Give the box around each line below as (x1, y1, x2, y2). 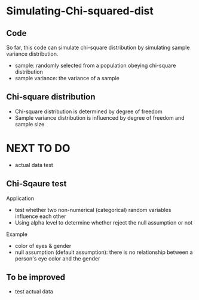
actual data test (14, 161, 54, 168)
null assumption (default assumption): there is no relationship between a (14, 249, 193, 256)
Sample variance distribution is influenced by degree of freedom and (14, 114, 185, 121)
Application (6, 195, 35, 202)
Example (6, 231, 28, 238)
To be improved (6, 272, 66, 282)
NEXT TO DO (6, 142, 71, 155)
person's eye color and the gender (14, 254, 100, 262)
